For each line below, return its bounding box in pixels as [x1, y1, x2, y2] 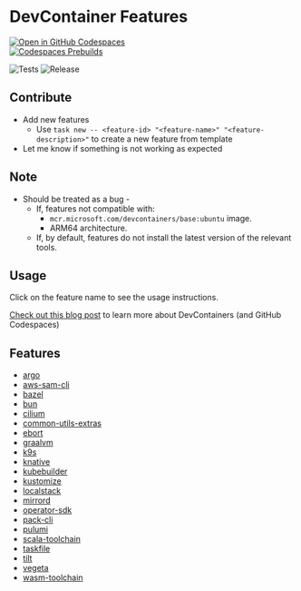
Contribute [9, 90, 73, 105]
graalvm [22, 438, 53, 448]
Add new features [22, 113, 90, 124]
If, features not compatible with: [35, 202, 156, 214]
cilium [22, 409, 45, 419]
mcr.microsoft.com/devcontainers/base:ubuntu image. [49, 212, 252, 223]
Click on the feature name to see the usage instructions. [9, 292, 219, 303]
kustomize [22, 476, 62, 487]
